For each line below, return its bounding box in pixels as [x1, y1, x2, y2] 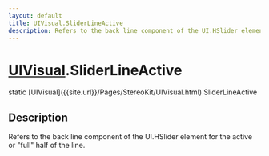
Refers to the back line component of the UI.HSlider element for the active [8, 132, 253, 142]
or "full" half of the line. [8, 141, 86, 150]
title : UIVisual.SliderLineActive [8, 19, 124, 27]
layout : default [8, 11, 62, 20]
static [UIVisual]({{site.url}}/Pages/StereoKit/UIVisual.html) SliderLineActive [8, 87, 258, 97]
